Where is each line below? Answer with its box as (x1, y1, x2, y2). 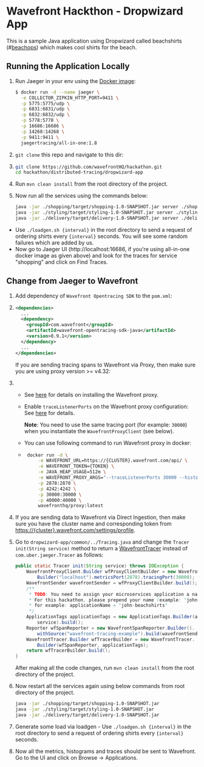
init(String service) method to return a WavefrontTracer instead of (15, 545, 188, 552)
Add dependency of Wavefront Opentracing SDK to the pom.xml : (15, 292, 173, 299)
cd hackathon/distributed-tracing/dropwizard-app (15, 169, 144, 175)
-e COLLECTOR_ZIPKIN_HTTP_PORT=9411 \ (21, 95, 119, 101)
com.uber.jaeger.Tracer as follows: (15, 551, 104, 559)
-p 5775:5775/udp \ (21, 100, 70, 107)
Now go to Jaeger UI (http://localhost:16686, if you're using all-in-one (15, 245, 190, 252)
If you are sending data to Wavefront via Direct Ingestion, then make (15, 514, 186, 521)
